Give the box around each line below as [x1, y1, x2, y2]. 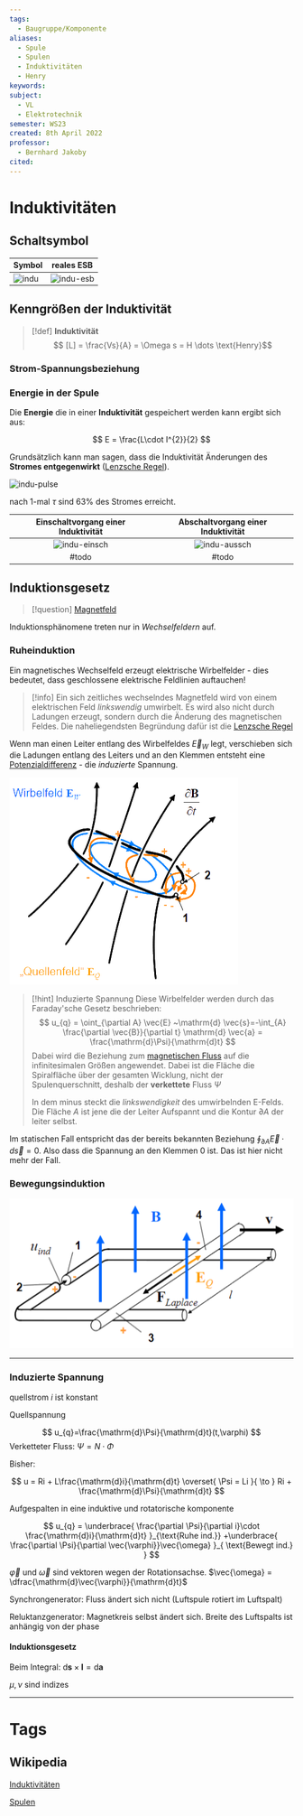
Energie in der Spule [9, 386, 99, 399]
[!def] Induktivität [31, 325, 99, 336]
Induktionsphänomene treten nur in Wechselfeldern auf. [9, 621, 216, 632]
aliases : [9, 33, 42, 42]
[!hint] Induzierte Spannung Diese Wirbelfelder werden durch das [31, 993, 275, 1004]
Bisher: [9, 1458, 36, 1469]
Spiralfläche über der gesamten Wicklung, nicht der [31, 1070, 224, 1081]
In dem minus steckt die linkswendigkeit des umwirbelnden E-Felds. [31, 1097, 284, 1108]
